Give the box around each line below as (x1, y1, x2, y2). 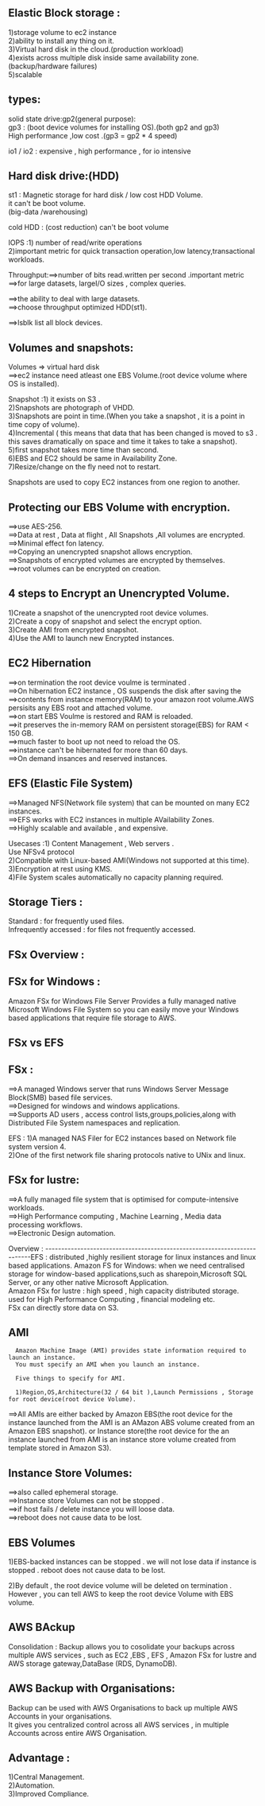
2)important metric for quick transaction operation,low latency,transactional (8, 247, 255, 256)
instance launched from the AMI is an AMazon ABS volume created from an (8, 1418, 255, 1427)
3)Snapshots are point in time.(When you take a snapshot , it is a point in (8, 411, 245, 421)
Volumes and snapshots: (8, 341, 134, 355)
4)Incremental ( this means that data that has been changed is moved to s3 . (8, 429, 258, 438)
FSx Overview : (8, 948, 85, 961)
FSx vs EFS (8, 1035, 64, 1049)
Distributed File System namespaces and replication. (8, 1117, 181, 1128)
